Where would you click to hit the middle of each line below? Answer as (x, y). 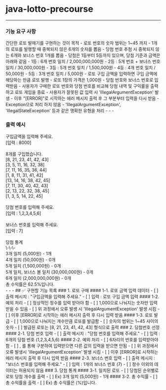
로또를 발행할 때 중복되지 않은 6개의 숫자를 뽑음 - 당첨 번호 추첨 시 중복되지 (83, 49)
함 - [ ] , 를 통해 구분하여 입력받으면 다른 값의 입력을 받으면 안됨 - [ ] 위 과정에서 (82, 346)
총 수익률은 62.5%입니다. (30, 284)
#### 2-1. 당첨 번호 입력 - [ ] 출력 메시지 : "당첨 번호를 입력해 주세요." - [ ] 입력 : (83, 333)
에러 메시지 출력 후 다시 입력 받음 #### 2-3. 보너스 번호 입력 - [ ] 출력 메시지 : (81, 358)
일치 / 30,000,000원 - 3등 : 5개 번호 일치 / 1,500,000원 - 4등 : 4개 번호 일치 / (81, 68)
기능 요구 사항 (21, 31)
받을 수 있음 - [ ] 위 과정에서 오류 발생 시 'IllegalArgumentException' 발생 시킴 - (83, 309)
